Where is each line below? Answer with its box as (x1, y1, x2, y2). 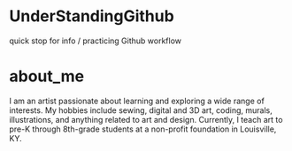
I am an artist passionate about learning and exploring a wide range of (9, 95, 265, 106)
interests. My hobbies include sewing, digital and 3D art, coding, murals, (9, 104, 273, 116)
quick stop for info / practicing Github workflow (9, 35, 182, 46)
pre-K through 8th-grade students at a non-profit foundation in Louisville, (9, 124, 277, 134)
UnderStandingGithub (9, 6, 174, 26)
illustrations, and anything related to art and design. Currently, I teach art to (9, 114, 283, 125)
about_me (9, 66, 85, 87)
